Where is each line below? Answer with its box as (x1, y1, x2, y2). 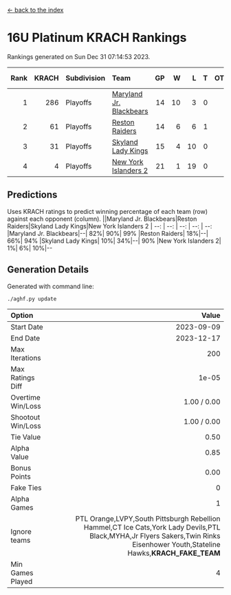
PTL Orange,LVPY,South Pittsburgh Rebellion (75, 514, 221, 523)
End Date (10, 333, 41, 343)
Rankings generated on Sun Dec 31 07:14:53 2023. (7, 52, 151, 61)
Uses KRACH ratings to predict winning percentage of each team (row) (7, 207, 208, 215)
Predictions (7, 189, 58, 201)
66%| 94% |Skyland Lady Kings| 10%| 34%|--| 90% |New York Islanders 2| (7, 237, 221, 245)
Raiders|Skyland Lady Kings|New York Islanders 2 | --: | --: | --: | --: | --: (7, 221, 212, 230)
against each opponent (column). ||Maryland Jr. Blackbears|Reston (7, 215, 197, 223)
